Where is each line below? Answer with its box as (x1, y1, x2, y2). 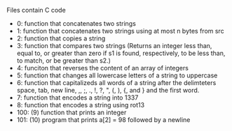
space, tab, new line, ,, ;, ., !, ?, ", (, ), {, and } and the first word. (16, 86, 200, 94)
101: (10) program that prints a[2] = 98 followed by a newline (16, 116, 191, 124)
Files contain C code (6, 6, 66, 14)
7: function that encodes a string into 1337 (16, 93, 139, 102)
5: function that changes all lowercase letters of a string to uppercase (16, 71, 218, 79)
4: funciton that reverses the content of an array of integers (16, 64, 189, 72)
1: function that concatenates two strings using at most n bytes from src (16, 27, 225, 35)
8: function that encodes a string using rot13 (16, 101, 145, 109)
